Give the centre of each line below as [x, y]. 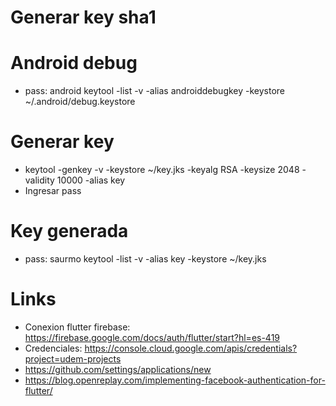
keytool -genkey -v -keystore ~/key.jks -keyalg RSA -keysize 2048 [162, 170]
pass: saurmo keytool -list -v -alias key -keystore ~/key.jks [145, 259]
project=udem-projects [73, 358]
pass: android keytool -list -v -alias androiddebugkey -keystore [155, 91]
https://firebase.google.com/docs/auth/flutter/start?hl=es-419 [152, 337]
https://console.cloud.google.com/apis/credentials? [191, 348]
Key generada [69, 231]
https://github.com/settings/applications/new [118, 369]
